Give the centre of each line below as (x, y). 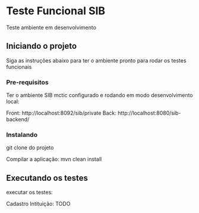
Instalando (22, 134)
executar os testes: (30, 192)
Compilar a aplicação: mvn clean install (54, 159)
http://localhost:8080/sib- (149, 113)
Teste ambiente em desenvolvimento (51, 27)
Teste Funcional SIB (56, 11)
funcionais (19, 67)
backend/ (18, 120)
